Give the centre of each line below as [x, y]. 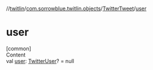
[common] [19, 48]
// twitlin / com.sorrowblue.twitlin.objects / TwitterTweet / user [76, 9]
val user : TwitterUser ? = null [40, 61]
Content [16, 55]
